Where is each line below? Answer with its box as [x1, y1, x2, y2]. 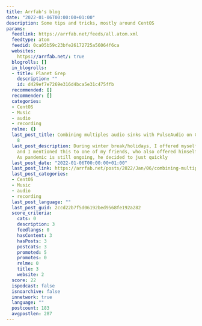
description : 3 [17, 221, 55, 227]
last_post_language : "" [11, 199, 71, 205]
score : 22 [11, 277, 36, 283]
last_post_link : [11, 165, 52, 171]
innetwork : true [11, 294, 52, 300]
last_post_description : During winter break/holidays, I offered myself [11, 143, 198, 149]
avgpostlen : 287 [11, 311, 52, 317]
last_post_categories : [11, 171, 69, 177]
